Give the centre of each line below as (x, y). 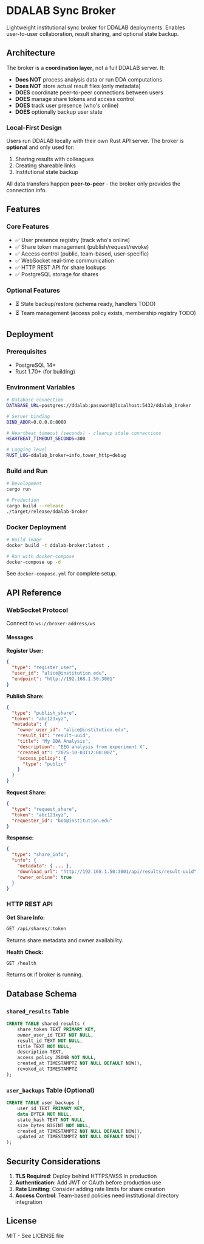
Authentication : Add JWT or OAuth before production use (88, 1182)
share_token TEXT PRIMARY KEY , (57, 1029)
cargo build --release (35, 506)
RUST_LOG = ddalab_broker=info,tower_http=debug (66, 456)
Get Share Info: (26, 917)
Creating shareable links (45, 165)
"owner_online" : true (44, 877)
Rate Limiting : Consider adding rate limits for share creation (90, 1189)
